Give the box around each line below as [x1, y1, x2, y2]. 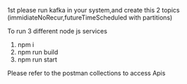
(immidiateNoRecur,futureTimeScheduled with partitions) [7, 13, 173, 22]
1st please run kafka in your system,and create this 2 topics [7, 6, 180, 14]
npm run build [17, 48, 59, 56]
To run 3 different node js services [7, 27, 108, 35]
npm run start [17, 55, 58, 64]
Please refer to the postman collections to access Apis [7, 69, 166, 77]
